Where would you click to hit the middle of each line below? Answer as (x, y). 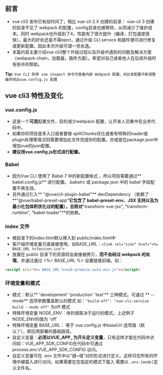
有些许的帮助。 (27, 64)
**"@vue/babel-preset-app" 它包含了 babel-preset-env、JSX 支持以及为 (85, 200)
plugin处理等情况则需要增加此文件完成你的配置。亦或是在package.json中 (85, 139)
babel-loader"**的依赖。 (58, 212)
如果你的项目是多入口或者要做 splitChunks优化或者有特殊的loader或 (80, 133)
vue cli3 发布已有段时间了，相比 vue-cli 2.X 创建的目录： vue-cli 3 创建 (83, 21)
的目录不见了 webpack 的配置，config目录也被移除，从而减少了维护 (80, 27)
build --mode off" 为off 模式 (41, 307)
